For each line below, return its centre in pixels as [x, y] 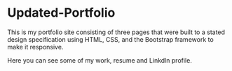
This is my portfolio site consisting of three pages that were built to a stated [116, 32]
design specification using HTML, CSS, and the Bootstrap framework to [110, 39]
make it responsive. [35, 47]
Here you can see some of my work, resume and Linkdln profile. [100, 60]
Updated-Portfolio [61, 13]
